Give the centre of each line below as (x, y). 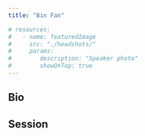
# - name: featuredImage (52, 37)
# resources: (29, 29)
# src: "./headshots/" (52, 44)
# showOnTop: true (50, 66)
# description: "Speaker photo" (73, 59)
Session (28, 124)
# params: (31, 52)
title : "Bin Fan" (36, 15)
